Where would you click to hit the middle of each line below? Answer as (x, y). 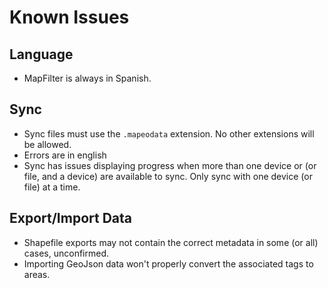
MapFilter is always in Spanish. (87, 78)
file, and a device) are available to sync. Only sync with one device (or (168, 176)
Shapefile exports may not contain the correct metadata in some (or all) (171, 242)
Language (41, 54)
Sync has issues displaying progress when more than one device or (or (170, 165)
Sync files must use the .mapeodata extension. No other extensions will (169, 133)
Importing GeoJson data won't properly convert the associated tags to (168, 263)
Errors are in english (65, 155)
